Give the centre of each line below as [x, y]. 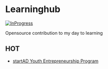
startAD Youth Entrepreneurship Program [56, 61]
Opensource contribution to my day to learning [54, 33]
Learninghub [33, 9]
